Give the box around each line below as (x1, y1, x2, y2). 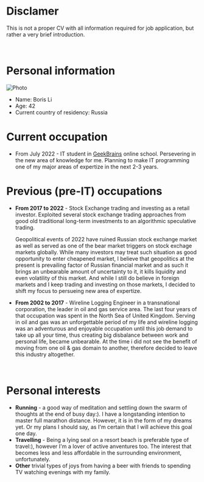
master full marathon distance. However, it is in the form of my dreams (15, 416, 192, 424)
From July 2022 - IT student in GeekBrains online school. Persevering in (15, 150, 196, 157)
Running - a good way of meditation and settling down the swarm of (15, 404, 188, 411)
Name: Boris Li (15, 95, 52, 103)
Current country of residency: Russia (15, 108, 108, 116)
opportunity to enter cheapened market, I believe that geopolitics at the (15, 255, 194, 262)
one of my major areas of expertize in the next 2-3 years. (15, 163, 159, 170)
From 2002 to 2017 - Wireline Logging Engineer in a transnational (15, 299, 180, 306)
